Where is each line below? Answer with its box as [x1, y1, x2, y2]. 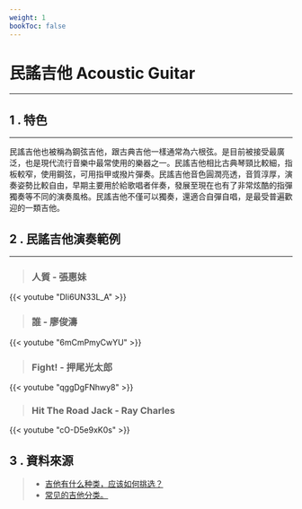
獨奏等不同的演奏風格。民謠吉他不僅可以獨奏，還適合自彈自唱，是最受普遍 [9, 191, 285, 202]
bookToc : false [9, 22, 67, 31]
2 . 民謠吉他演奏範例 [9, 231, 121, 247]
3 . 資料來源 [9, 452, 74, 468]
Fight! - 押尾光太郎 [31, 361, 113, 373]
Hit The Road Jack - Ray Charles [31, 404, 175, 417]
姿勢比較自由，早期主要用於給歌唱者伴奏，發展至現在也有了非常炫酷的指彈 [16, 180, 293, 191]
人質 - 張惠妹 [31, 270, 87, 283]
